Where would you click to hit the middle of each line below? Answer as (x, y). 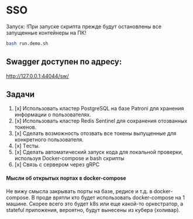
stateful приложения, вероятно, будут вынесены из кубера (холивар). (93, 210)
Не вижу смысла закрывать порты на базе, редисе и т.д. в (79, 191)
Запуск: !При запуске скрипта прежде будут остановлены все (84, 26)
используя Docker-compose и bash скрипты (69, 159)
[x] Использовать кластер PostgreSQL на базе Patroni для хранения (99, 109)
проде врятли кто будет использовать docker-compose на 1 (111, 197)
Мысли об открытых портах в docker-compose (66, 178)
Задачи (20, 95)
